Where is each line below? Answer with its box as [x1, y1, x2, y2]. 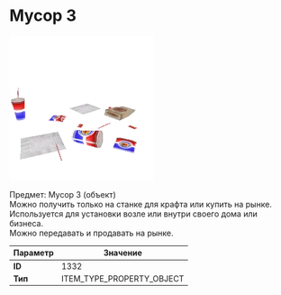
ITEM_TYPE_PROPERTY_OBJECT [61, 272, 185, 284]
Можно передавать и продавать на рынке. [9, 227, 174, 238]
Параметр [13, 247, 54, 258]
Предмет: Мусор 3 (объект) [9, 189, 116, 199]
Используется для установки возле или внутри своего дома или [9, 208, 258, 219]
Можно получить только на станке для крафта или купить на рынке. [9, 198, 273, 209]
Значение [103, 247, 142, 258]
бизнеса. [9, 217, 43, 228]
